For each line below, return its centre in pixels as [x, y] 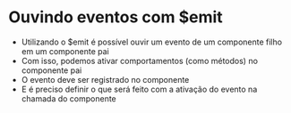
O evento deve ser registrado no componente [105, 79]
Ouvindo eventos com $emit [116, 17]
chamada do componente [69, 98]
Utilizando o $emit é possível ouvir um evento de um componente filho [152, 42]
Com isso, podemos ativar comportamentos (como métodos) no [140, 61]
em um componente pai [65, 51]
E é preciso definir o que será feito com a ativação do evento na [139, 89]
